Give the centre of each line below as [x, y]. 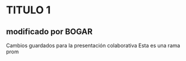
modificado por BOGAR [49, 32]
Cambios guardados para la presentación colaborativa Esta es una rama [93, 45]
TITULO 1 [28, 10]
